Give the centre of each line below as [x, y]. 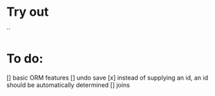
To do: [25, 59]
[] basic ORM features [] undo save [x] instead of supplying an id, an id [107, 77]
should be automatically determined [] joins [68, 85]
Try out [28, 12]
